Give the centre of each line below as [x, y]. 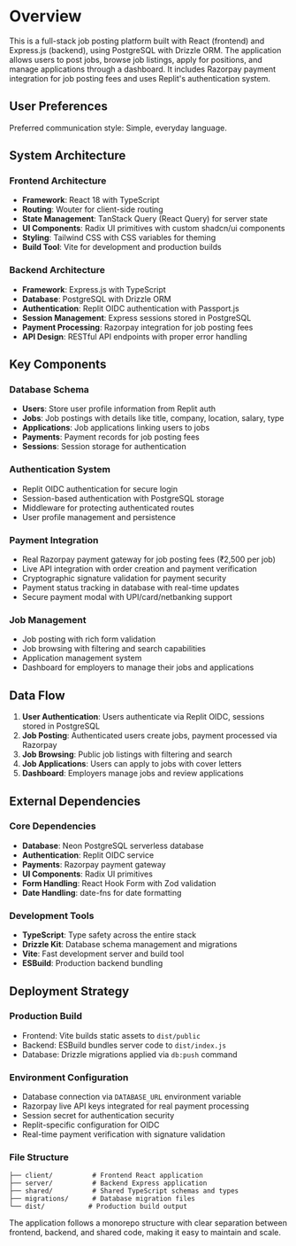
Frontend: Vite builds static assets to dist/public [111, 1035]
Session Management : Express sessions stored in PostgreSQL [137, 317]
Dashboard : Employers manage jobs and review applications [133, 774]
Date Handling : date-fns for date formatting [102, 892]
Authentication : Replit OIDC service [88, 855]
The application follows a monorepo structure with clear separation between [148, 1223]
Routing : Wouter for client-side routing [92, 209]
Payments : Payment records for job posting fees [111, 437]
